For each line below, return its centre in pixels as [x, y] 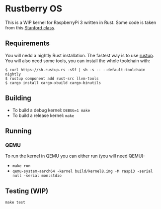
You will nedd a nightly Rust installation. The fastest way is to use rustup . [80, 55]
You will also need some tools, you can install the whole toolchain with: [78, 61]
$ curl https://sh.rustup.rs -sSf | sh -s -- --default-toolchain [75, 70]
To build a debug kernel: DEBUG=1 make [51, 110]
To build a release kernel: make [43, 115]
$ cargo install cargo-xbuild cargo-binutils [53, 83]
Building [18, 98]
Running [19, 131]
